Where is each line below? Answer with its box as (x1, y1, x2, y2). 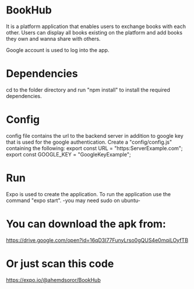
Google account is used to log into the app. (6, 46, 110, 53)
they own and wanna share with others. (6, 35, 101, 42)
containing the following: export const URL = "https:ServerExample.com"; (6, 144, 183, 152)
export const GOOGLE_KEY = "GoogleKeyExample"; (6, 151, 131, 158)
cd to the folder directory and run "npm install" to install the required (6, 86, 171, 93)
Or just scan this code (6, 257, 114, 270)
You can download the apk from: (6, 217, 166, 231)
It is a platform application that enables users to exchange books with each (6, 23, 186, 30)
